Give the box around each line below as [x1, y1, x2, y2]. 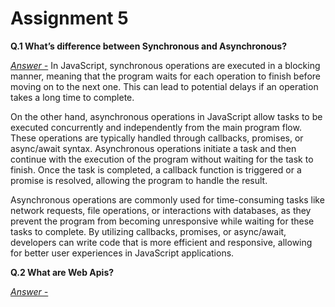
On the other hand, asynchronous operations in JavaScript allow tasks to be [10, 110, 323, 122]
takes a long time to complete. [10, 91, 135, 103]
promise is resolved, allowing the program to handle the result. [10, 174, 268, 186]
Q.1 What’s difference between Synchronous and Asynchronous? [10, 40, 287, 52]
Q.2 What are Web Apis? [10, 266, 115, 278]
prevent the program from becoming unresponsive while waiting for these [10, 215, 315, 227]
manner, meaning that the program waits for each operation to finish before [10, 70, 321, 82]
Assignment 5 [10, 7, 129, 30]
